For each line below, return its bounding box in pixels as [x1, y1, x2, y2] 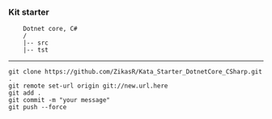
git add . [8, 89, 42, 97]
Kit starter [8, 6, 50, 18]
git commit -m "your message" [8, 96, 111, 104]
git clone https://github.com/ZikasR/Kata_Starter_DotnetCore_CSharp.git [8, 68, 263, 76]
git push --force [8, 104, 67, 112]
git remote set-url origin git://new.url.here [8, 82, 168, 91]
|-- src [23, 39, 49, 47]
